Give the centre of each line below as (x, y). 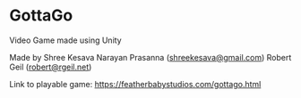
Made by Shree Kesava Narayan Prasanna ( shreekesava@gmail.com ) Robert (150, 57)
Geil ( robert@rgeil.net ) (51, 67)
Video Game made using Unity (66, 40)
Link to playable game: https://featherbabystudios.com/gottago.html (135, 84)
